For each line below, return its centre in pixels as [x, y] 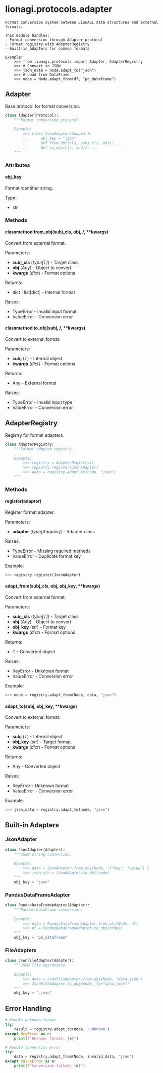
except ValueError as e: [31, 1061]
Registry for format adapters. [35, 435]
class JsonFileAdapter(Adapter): [40, 961]
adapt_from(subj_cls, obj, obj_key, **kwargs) [53, 586]
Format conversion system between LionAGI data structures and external [82, 22]
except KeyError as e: [28, 1034]
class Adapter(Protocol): [32, 115]
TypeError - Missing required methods [51, 551]
